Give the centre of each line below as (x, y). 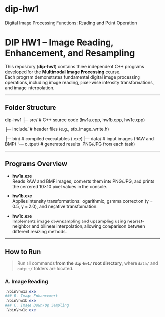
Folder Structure (31, 108)
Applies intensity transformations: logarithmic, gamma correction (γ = (82, 201)
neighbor (21, 226)
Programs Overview (36, 164)
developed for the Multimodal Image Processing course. (63, 72)
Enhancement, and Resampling (70, 53)
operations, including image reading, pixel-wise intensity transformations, (80, 82)
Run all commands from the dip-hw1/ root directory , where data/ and (87, 263)
